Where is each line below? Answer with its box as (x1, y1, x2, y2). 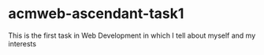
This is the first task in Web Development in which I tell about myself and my (8, 31, 256, 40)
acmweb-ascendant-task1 (8, 5, 184, 23)
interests (8, 38, 37, 48)
